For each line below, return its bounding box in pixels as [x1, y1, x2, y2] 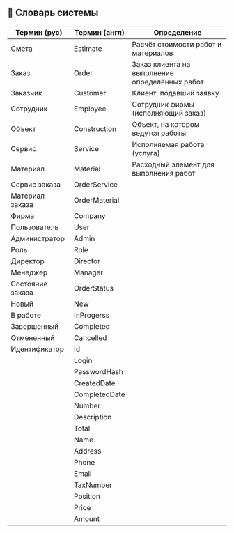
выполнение [132, 68, 174, 77]
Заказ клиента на [132, 59, 191, 69]
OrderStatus [74, 283, 114, 293]
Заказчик [10, 88, 42, 98]
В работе [10, 310, 42, 320]
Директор [10, 256, 45, 265]
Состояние [10, 279, 48, 288]
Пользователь [10, 222, 59, 232]
